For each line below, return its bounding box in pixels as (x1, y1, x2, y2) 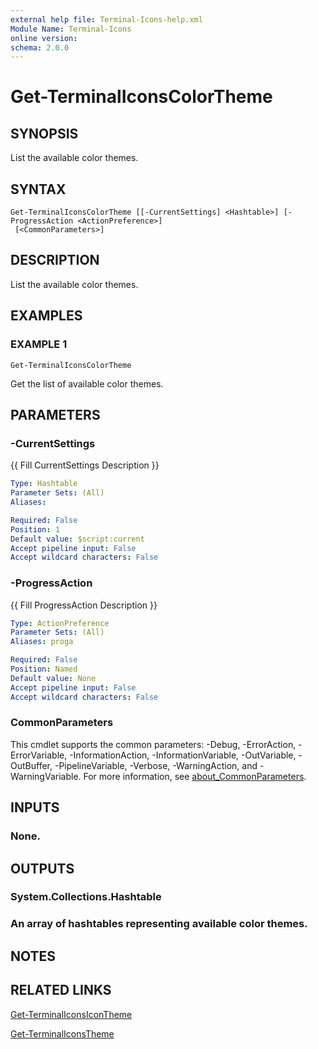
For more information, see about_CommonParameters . (83, 770, 307, 782)
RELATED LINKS (10, 982, 112, 999)
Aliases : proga (10, 637, 74, 647)
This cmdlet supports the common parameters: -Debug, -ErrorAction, (10, 738, 297, 750)
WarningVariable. (10, 770, 82, 782)
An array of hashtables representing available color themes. (10, 917, 308, 931)
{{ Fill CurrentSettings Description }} (10, 459, 160, 471)
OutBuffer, (10, 759, 53, 771)
